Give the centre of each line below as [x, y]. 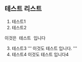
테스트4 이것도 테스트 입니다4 [40, 54]
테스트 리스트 [23, 9]
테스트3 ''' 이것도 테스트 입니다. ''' [44, 48]
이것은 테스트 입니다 [25, 38]
